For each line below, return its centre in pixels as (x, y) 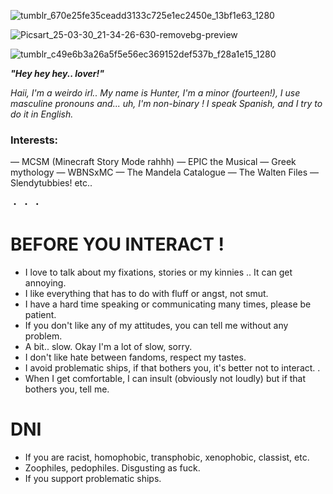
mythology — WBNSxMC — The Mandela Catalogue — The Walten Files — (165, 172)
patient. (40, 315)
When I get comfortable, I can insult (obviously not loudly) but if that (165, 379)
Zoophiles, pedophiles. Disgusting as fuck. (112, 468)
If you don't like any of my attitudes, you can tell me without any (156, 326)
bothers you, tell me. (67, 389)
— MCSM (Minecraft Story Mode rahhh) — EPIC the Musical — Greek (153, 162)
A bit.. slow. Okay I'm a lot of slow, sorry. (108, 347)
